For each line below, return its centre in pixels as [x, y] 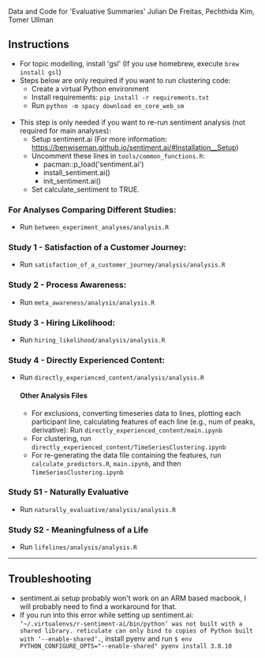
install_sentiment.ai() [77, 172]
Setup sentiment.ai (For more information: [99, 139]
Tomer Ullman [31, 20]
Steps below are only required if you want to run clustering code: [125, 80]
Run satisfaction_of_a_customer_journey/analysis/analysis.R [122, 264]
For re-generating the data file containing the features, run [126, 455]
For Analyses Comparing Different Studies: [92, 210]
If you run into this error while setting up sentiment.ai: [106, 615]
